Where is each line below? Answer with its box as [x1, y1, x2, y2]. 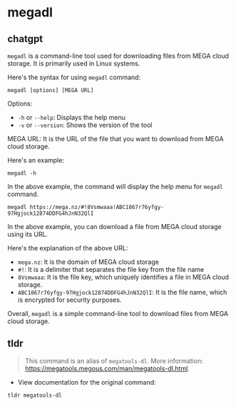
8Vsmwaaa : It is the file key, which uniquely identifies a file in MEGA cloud [17, 273, 230, 281]
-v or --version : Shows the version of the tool [17, 121, 153, 129]
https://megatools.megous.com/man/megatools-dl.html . [24, 364, 190, 372]
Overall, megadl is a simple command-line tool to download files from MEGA [7, 310, 229, 318]
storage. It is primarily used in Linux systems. [7, 59, 140, 68]
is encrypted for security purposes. [17, 295, 122, 304]
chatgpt [7, 33, 43, 45]
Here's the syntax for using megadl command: [7, 73, 141, 81]
